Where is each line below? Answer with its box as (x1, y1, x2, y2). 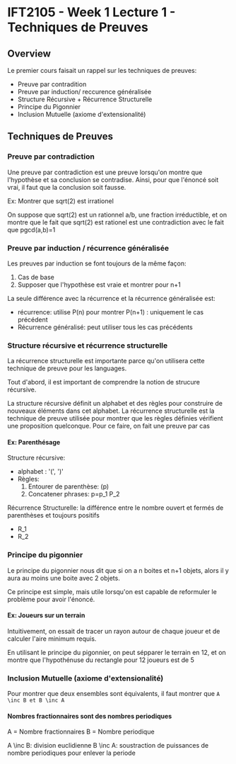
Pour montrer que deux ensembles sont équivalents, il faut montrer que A (7, 690, 220, 698)
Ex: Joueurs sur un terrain (7, 611, 85, 620)
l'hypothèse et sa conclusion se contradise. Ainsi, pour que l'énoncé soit (7, 175, 219, 184)
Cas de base (17, 273, 55, 281)
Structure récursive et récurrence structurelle (7, 341, 168, 350)
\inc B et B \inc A (7, 697, 65, 705)
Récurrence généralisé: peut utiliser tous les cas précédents (17, 323, 193, 331)
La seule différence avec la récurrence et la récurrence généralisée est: (7, 294, 216, 302)
